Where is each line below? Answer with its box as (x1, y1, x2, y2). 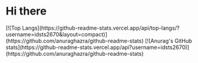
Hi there (5, 4, 47, 18)
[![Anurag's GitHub (144, 37, 193, 44)
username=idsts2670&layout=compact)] (5, 30, 108, 38)
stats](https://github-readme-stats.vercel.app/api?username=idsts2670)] (5, 44, 189, 51)
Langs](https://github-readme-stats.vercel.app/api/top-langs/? (22, 24, 180, 31)
